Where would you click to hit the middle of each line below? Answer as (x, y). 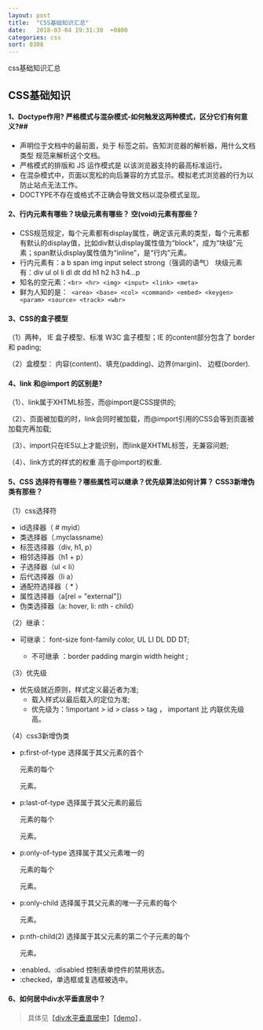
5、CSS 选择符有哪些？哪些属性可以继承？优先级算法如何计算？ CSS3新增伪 (131, 481)
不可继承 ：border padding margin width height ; (110, 656)
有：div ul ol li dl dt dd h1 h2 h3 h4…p (80, 272)
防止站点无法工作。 (51, 185)
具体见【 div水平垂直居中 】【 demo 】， (86, 1017)
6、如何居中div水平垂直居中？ (57, 999)
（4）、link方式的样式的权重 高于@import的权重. (85, 462)
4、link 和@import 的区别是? (55, 383)
